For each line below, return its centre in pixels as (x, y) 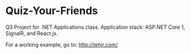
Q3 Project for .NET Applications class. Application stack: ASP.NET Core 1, (95, 27)
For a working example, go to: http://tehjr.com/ (62, 45)
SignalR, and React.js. (32, 33)
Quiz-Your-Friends (52, 11)
